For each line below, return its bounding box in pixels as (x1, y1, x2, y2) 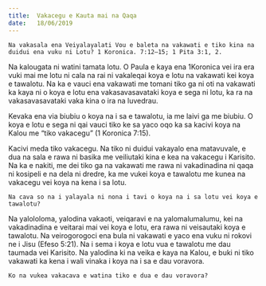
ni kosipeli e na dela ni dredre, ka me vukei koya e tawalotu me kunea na (8, 169, 246, 178)
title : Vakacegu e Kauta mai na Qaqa (8, 11, 137, 20)
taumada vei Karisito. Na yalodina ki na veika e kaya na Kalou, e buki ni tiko (8, 248, 255, 257)
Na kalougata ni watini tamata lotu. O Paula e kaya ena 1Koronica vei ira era (8, 61, 255, 72)
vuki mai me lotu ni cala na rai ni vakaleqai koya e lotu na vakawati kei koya (8, 70, 255, 80)
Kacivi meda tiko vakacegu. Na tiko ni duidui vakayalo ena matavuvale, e (8, 143, 247, 153)
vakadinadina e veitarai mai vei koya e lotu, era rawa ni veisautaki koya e (8, 222, 246, 232)
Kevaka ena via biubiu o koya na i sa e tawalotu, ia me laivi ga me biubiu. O (8, 111, 253, 120)
